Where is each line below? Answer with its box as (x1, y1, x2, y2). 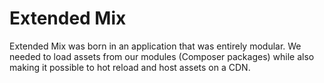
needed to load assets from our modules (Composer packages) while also (9, 50, 315, 62)
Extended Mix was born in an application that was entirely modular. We (9, 40, 302, 52)
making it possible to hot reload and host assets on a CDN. (9, 61, 251, 73)
